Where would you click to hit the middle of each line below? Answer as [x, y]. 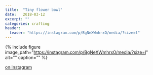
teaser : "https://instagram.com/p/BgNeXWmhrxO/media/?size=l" [75, 33]
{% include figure [23, 47]
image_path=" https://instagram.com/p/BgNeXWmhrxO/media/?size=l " [76, 52]
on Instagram [19, 67]
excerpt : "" [17, 19]
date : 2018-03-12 [25, 14]
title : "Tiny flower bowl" [34, 10]
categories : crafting [27, 24]
